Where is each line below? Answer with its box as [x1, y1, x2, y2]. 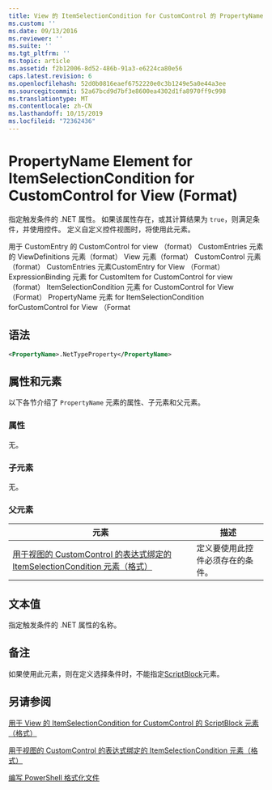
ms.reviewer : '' [8, 34, 63, 43]
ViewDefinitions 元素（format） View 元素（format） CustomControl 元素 [17, 252, 261, 261]
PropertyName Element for [8, 152, 193, 171]
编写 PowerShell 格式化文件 [8, 772, 100, 782]
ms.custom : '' [8, 19, 57, 28]
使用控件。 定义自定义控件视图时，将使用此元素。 [29, 224, 195, 234]
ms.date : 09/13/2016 [8, 27, 79, 35]
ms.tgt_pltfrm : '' [8, 49, 70, 57]
